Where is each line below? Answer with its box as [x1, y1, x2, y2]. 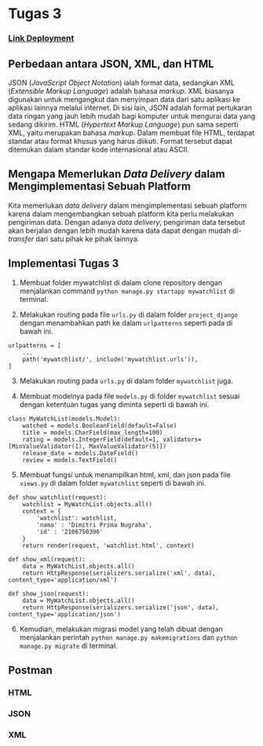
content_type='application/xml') [8, 575, 118, 584]
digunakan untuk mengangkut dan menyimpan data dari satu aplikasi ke [8, 94, 241, 104]
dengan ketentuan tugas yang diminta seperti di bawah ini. [19, 399, 210, 409]
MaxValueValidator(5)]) [89, 442, 167, 450]
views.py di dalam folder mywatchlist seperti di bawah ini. [19, 478, 206, 487]
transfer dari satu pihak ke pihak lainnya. [8, 233, 140, 244]
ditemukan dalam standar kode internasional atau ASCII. [8, 145, 190, 154]
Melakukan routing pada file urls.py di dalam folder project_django [19, 310, 238, 319]
